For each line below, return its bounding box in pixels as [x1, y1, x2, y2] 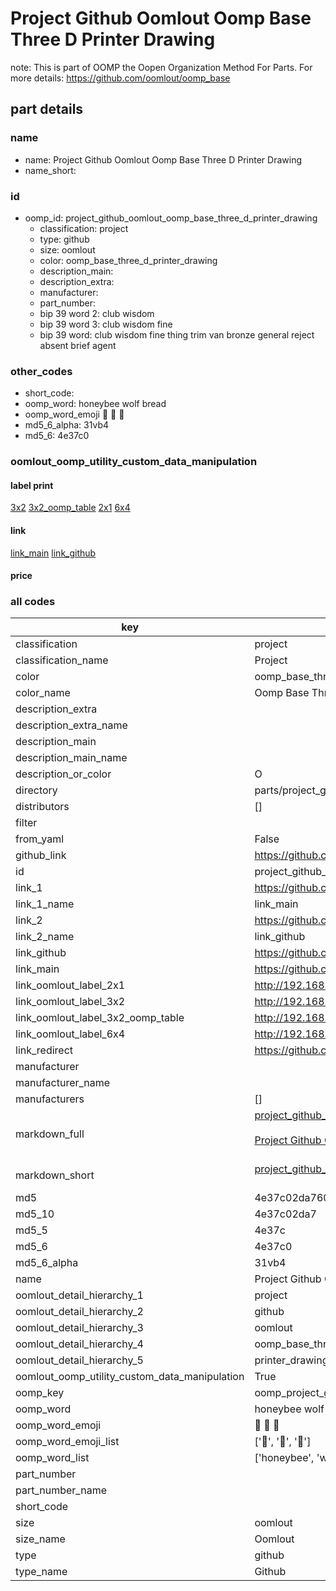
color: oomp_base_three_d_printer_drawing [39, 254, 218, 266]
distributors [15, 800, 70, 814]
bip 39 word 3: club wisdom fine [39, 318, 173, 330]
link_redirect [15, 1043, 74, 1057]
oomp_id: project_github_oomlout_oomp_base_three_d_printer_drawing [24, 212, 318, 224]
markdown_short [15, 1168, 95, 1182]
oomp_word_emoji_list [15, 1435, 120, 1449]
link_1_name [15, 897, 75, 911]
